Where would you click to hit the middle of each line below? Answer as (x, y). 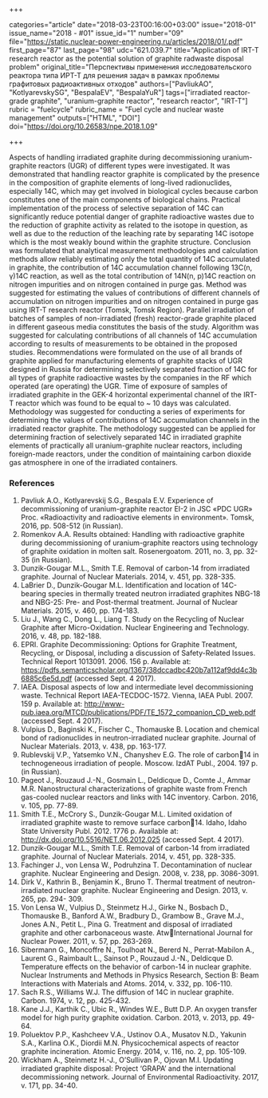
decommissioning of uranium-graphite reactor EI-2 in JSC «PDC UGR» (136, 509)
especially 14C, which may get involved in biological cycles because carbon (134, 191)
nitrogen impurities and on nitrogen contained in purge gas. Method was (128, 284)
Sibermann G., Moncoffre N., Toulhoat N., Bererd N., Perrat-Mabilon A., (137, 950)
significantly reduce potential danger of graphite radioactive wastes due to (132, 217)
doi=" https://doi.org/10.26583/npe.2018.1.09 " (83, 126)
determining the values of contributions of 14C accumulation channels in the (134, 420)
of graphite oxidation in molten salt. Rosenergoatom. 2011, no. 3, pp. (132, 551)
